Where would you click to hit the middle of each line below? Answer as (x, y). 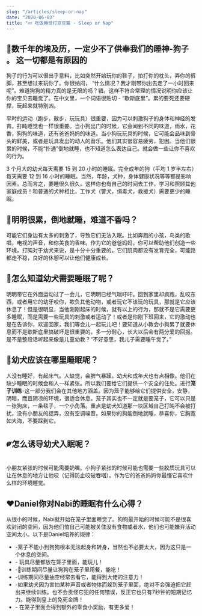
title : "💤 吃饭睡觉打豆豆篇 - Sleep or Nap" (60, 23)
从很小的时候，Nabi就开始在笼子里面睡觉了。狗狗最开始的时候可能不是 (94, 519)
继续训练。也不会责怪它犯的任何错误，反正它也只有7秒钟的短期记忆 (109, 592)
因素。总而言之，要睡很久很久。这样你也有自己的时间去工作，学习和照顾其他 (101, 184)
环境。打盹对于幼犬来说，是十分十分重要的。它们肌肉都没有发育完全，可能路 (101, 250)
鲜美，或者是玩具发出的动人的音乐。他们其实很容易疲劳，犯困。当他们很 (106, 141)
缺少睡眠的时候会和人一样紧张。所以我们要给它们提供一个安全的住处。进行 (98, 383)
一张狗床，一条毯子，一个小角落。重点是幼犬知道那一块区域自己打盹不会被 (98, 406)
